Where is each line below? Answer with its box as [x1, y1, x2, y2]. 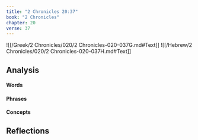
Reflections [6, 126, 50, 136]
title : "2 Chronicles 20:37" [6, 8, 78, 15]
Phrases [6, 95, 27, 102]
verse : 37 [6, 25, 31, 31]
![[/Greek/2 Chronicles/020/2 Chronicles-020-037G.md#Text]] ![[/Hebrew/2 [6, 42, 193, 49]
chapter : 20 [6, 20, 36, 26]
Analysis [6, 65, 40, 75]
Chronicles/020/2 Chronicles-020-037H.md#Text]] [6, 48, 132, 55]
